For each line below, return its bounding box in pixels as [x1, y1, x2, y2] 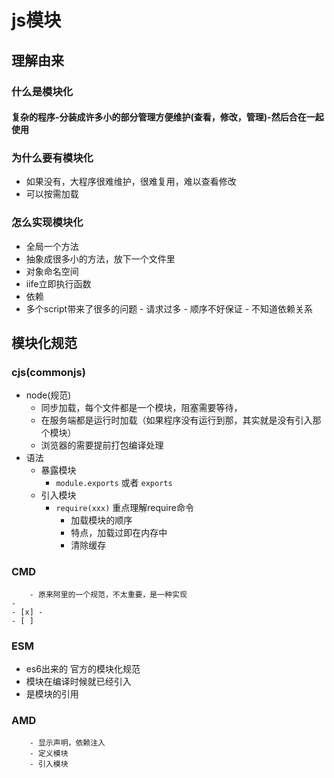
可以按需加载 [25, 188, 79, 200]
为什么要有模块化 [11, 151, 94, 165]
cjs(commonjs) [11, 366, 86, 379]
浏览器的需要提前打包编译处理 [40, 439, 164, 451]
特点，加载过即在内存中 [70, 527, 168, 539]
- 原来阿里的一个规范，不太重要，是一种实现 [29, 589, 188, 600]
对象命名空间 [25, 265, 79, 277]
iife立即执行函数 [25, 277, 92, 290]
